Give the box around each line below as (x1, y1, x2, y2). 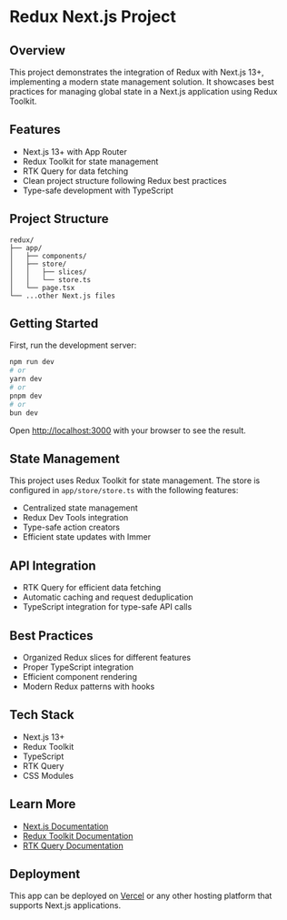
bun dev (9, 408, 39, 418)
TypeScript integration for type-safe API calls (22, 602, 193, 612)
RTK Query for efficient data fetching (22, 582, 162, 593)
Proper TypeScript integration (22, 662, 134, 672)
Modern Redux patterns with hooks (22, 681, 155, 692)
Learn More (9, 796, 76, 812)
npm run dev (9, 358, 54, 367)
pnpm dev (9, 391, 43, 400)
